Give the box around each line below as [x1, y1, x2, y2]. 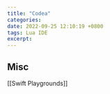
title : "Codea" [7, 10, 51, 17]
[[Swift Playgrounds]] [7, 79, 68, 87]
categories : [7, 16, 42, 23]
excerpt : [7, 36, 33, 43]
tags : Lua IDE [7, 29, 48, 36]
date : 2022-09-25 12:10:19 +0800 [7, 23, 104, 30]
